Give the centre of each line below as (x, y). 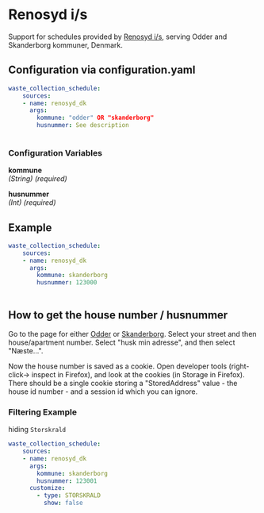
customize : (47, 488)
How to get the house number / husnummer (118, 315)
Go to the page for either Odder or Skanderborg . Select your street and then (132, 334)
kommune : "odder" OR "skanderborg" (96, 118)
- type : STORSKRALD (69, 496)
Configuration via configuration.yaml (102, 70)
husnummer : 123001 (67, 481)
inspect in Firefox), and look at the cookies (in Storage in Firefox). (138, 374)
